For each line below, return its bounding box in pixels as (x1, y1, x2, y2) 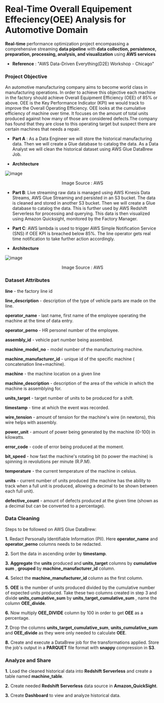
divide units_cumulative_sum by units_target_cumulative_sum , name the (5, 595, 157, 601)
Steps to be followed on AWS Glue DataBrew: (5, 526, 97, 532)
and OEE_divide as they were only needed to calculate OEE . (5, 630, 127, 635)
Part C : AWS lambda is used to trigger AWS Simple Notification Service (12, 225, 156, 231)
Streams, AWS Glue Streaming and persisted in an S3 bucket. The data (12, 195, 156, 201)
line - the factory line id (5, 288, 53, 294)
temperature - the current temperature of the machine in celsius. (5, 468, 137, 474)
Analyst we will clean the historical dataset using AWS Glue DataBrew (12, 146, 153, 152)
